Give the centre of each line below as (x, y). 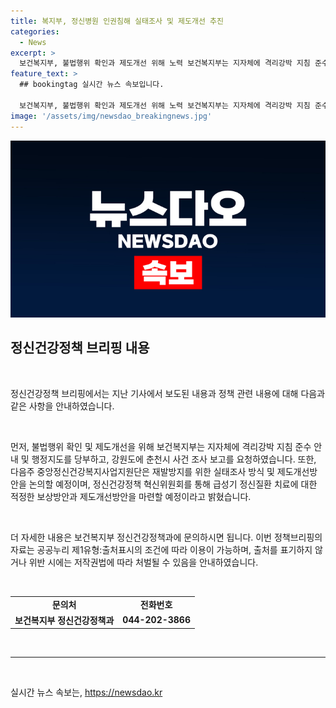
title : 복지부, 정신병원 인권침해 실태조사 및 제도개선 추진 (117, 21)
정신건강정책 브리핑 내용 (80, 348)
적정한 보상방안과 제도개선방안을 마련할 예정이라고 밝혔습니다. (131, 496)
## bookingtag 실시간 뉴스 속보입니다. (92, 85)
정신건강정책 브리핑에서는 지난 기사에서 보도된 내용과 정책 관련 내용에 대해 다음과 (168, 393)
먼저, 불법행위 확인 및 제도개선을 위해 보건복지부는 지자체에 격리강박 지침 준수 (161, 446)
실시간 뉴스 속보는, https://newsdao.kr (86, 692)
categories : (35, 31)
